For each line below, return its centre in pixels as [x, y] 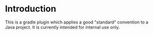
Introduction [31, 9]
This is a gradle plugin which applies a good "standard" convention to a [77, 22]
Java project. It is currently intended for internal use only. [63, 27]
